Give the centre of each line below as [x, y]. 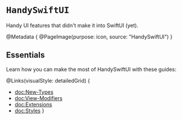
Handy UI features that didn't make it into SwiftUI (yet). [72, 25]
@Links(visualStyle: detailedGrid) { [48, 80]
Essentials [26, 55]
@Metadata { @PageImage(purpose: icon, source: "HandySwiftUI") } [89, 36]
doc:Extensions [33, 104]
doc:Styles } [29, 111]
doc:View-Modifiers [38, 98]
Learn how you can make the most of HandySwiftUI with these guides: [91, 69]
